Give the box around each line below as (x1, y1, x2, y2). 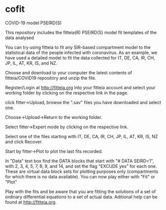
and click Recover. (5, 139, 43, 145)
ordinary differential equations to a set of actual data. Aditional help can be (5, 194, 158, 200)
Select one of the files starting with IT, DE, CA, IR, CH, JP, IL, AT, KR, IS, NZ (5, 133, 158, 139)
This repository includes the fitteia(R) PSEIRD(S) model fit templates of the (5, 29, 157, 35)
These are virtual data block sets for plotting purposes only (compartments (5, 168, 159, 174)
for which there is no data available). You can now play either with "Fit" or (5, 173, 155, 179)
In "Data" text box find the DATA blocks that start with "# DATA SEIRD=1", (5, 157, 154, 164)
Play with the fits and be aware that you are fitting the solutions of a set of (5, 188, 156, 194)
